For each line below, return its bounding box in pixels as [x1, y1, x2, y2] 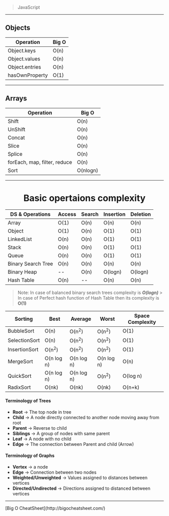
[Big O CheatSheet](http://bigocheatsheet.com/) [5, 505, 106, 511]
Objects [5, 24, 31, 32]
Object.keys [8, 47, 36, 54]
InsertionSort [8, 346, 39, 353]
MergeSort [8, 358, 34, 365]
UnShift [8, 126, 26, 133]
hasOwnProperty [8, 72, 48, 79]
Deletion [130, 210, 151, 217]
